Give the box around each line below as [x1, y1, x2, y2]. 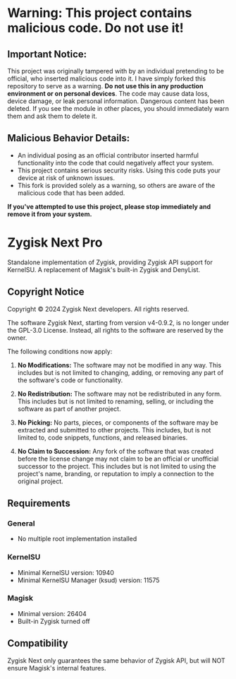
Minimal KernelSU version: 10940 [17, 568, 115, 577]
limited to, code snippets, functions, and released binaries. [17, 433, 188, 442]
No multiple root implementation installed [17, 535, 137, 543]
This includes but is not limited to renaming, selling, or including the [17, 397, 213, 406]
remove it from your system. [7, 210, 92, 218]
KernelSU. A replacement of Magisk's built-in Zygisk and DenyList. [7, 265, 201, 273]
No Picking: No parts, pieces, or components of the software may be [17, 418, 218, 427]
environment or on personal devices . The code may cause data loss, [7, 90, 210, 98]
